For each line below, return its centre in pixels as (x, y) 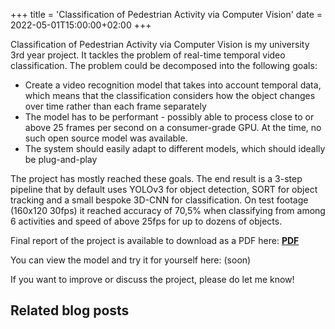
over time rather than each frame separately (115, 106)
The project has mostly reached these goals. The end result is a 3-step (156, 178)
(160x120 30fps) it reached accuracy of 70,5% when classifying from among (168, 210)
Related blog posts (70, 310)
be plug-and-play (61, 159)
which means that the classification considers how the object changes (170, 95)
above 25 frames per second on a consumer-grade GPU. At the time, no (173, 127)
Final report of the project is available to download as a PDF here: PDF (155, 240)
